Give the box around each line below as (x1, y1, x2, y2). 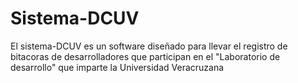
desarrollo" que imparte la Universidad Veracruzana (10, 61, 225, 73)
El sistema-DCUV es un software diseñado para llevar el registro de (10, 40, 288, 52)
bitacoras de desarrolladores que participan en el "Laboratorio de (10, 50, 281, 62)
